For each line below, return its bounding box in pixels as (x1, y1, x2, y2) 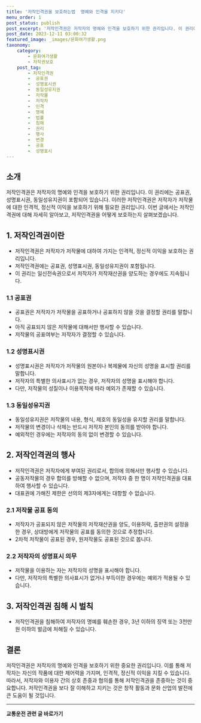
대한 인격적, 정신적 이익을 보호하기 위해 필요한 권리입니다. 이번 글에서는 (12, 204, 178, 211)
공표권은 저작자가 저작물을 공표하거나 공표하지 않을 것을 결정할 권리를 (14, 308, 176, 316)
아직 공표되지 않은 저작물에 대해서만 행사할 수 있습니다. (14, 323, 143, 331)
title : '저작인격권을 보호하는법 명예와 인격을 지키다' (6, 8, 126, 15)
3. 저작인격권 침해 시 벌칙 (6, 601, 94, 611)
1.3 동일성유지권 (6, 401, 50, 409)
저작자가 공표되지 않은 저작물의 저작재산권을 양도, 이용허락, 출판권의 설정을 (14, 521, 190, 528)
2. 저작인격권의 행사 (6, 450, 76, 460)
